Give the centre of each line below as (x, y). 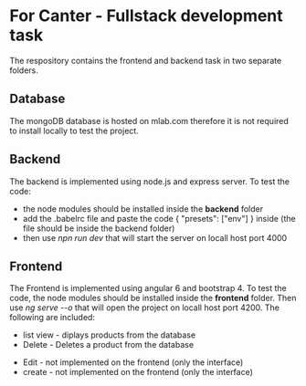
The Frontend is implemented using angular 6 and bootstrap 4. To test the (148, 288)
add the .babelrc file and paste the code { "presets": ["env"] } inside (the (159, 218)
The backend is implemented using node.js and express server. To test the (150, 181)
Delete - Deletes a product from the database (108, 345)
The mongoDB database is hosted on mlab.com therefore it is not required (149, 120)
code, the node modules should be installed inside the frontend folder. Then (153, 298)
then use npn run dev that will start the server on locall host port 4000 (155, 237)
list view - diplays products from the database (109, 335)
